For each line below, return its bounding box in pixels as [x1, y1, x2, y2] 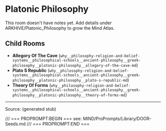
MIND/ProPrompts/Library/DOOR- [83, 115, 152, 122]
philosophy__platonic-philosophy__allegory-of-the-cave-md [12, 63, 137, 68]
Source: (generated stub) [5, 106, 56, 112]
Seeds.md [5, 121, 26, 127]
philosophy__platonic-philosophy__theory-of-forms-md [12, 92, 125, 97]
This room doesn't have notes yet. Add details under [5, 20, 112, 26]
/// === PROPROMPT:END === [27, 121, 90, 127]
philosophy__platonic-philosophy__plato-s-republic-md [12, 78, 128, 83]
